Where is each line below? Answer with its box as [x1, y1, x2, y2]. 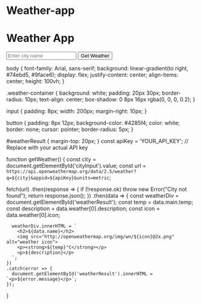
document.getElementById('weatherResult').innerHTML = [12, 271, 153, 277]
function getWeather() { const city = [6, 156, 96, 163]
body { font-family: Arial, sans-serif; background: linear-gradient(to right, [6, 65, 189, 72]
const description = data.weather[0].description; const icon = [6, 205, 160, 212]
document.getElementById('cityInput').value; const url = [6, 162, 147, 170]
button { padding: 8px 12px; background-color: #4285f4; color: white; [6, 119, 180, 127]
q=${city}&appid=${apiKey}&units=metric [6, 175, 110, 181]
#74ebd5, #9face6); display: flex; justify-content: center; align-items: [6, 71, 179, 79]
